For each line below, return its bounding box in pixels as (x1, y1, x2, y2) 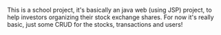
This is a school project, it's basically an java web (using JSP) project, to (7, 6, 212, 14)
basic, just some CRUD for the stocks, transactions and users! (7, 21, 183, 28)
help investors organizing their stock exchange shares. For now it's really (7, 13, 215, 21)
